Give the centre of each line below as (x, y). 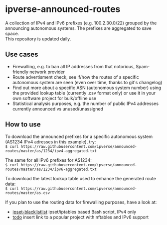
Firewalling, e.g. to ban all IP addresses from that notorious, (74, 66)
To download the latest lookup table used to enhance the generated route (81, 178)
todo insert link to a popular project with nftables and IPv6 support (81, 217)
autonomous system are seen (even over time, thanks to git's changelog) (87, 82)
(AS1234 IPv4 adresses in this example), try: (51, 142)
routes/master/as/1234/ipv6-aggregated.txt (51, 169)
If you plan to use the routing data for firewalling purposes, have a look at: (81, 202)
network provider (47, 72)
